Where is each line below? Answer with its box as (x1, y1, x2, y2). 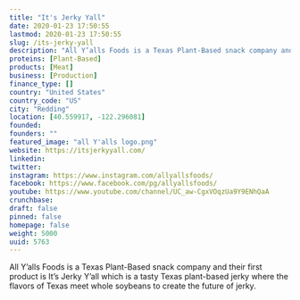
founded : (9, 121, 42, 130)
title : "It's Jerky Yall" (9, 12, 105, 22)
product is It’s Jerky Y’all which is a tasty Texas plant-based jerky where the (9, 271, 288, 282)
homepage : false (9, 221, 70, 229)
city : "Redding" (9, 104, 70, 113)
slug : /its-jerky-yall (9, 37, 94, 47)
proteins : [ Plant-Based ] (9, 54, 102, 63)
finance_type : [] (9, 79, 74, 88)
